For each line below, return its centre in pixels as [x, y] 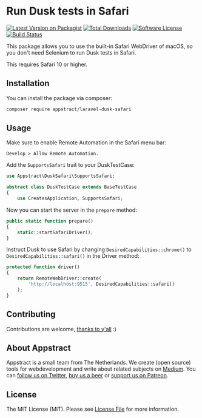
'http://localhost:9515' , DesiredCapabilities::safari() [101, 284]
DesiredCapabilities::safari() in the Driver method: [73, 256]
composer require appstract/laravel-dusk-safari [69, 109]
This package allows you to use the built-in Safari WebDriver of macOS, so [99, 46]
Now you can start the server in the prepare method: [72, 210]
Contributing [31, 315]
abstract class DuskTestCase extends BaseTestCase [72, 187]
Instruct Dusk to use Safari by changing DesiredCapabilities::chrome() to [99, 249]
